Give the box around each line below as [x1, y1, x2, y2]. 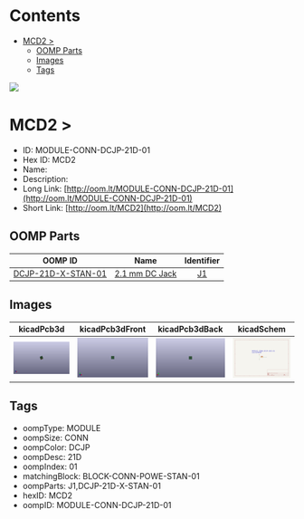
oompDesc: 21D [22, 451, 82, 462]
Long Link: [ [22, 183, 68, 194]
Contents [9, 5, 81, 26]
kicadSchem [237, 323, 287, 335]
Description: [22, 173, 69, 184]
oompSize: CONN [22, 432, 89, 443]
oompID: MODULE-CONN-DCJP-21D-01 [22, 499, 172, 510]
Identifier [184, 255, 220, 266]
